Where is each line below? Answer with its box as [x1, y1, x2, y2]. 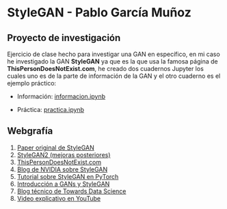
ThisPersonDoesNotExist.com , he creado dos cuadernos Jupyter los [7, 65, 204, 72]
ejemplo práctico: [7, 79, 57, 87]
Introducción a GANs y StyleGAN [16, 180, 110, 188]
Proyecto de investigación [7, 32, 121, 44]
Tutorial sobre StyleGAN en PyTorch [16, 172, 119, 180]
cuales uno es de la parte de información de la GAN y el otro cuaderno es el [7, 72, 221, 80]
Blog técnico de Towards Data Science [16, 186, 126, 195]
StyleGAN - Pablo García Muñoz [7, 5, 191, 20]
